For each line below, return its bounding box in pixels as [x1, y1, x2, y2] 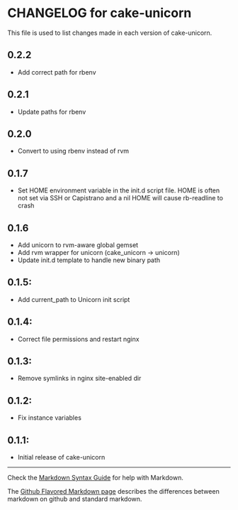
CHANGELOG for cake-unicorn [7, 5, 192, 21]
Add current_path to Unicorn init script [17, 295, 130, 303]
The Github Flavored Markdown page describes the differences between [7, 487, 220, 496]
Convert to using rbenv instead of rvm [17, 147, 130, 156]
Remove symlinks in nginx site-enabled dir [17, 374, 142, 383]
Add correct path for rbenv [17, 67, 97, 76]
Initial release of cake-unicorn [17, 453, 106, 462]
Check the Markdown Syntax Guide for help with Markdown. [7, 474, 184, 482]
